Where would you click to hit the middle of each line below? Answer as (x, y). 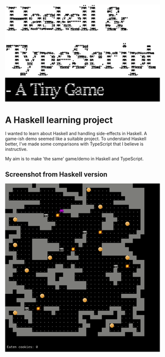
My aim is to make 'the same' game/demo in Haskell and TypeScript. (74, 159)
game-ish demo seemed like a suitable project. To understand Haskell (76, 139)
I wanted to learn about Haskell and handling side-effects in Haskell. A (76, 134)
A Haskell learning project (59, 120)
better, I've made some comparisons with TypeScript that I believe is (74, 144)
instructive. (16, 149)
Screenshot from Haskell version (56, 174)
